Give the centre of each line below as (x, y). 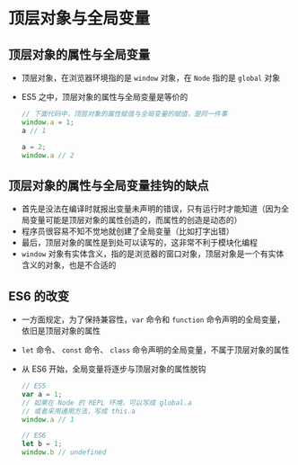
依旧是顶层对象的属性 (61, 331)
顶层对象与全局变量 (79, 18)
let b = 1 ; (42, 444)
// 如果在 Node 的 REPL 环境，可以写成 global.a (106, 402)
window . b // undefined (64, 452)
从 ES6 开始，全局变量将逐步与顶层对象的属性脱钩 (114, 369)
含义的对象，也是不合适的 (69, 265)
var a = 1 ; (42, 394)
